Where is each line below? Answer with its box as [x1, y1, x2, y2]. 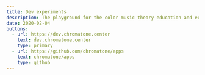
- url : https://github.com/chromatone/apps [12, 48, 124, 54]
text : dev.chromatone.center [17, 37, 92, 43]
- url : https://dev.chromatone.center [12, 31, 111, 37]
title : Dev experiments [6, 8, 67, 15]
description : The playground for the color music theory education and [6, 15, 192, 21]
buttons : [6, 25, 29, 32]
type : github [17, 59, 51, 65]
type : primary [17, 43, 53, 49]
